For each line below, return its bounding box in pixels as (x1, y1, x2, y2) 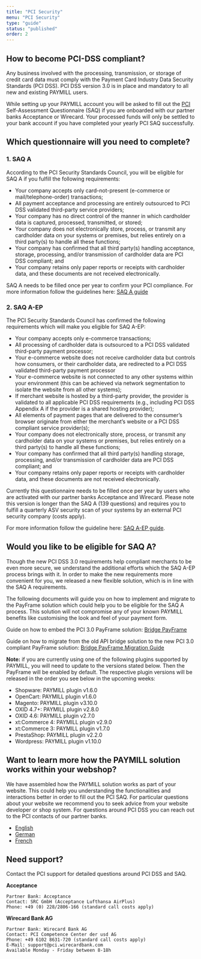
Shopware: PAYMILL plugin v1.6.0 (14, 686, 98, 694)
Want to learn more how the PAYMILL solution (6, 755, 181, 765)
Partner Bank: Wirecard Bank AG (6, 926, 87, 933)
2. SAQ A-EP (6, 303, 43, 311)
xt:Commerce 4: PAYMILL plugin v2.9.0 (14, 718, 112, 725)
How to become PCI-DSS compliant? (6, 54, 146, 64)
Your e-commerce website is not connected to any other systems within (14, 373, 193, 380)
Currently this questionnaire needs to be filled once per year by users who (6, 487, 190, 494)
